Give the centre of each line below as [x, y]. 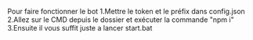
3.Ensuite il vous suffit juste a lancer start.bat [80, 28]
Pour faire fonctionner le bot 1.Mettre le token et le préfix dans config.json [127, 11]
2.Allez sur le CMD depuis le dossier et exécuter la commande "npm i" [121, 20]
